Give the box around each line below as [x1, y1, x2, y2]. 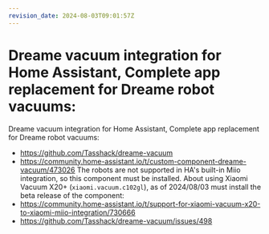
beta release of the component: [19, 190, 124, 200]
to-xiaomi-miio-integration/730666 [19, 208, 136, 217]
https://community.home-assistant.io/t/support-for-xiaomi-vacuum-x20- [19, 199, 261, 208]
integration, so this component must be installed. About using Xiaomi [19, 173, 248, 183]
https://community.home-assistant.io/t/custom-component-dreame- [19, 156, 247, 166]
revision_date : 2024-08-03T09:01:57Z [8, 11, 135, 20]
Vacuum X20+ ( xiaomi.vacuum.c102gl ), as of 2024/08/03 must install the [19, 182, 262, 192]
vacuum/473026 [19, 165, 75, 175]
